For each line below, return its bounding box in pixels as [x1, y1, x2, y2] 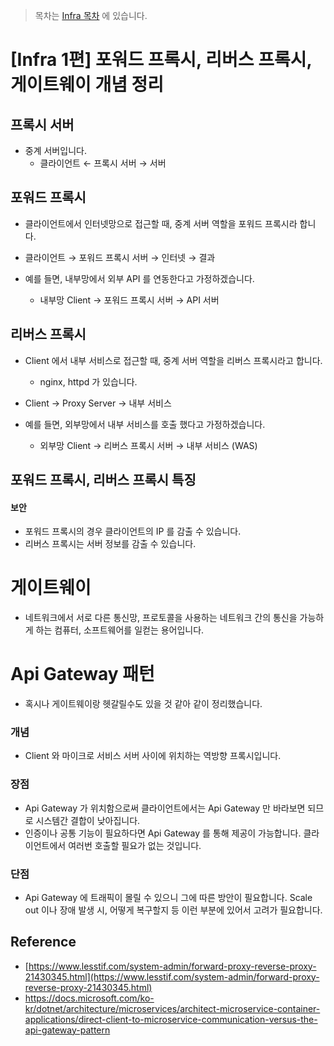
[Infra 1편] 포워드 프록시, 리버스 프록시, [10, 49, 312, 71]
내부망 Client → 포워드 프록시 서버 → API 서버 [39, 294, 220, 306]
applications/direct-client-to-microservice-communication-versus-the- [24, 1013, 318, 1025]
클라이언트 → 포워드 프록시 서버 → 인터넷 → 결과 [24, 251, 216, 263]
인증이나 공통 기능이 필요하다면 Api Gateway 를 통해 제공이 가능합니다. [24, 827, 302, 839]
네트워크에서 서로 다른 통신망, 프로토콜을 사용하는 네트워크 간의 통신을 [24, 612, 298, 624]
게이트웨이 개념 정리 [10, 74, 165, 96]
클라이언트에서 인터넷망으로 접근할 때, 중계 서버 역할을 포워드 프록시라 [24, 217, 298, 229]
